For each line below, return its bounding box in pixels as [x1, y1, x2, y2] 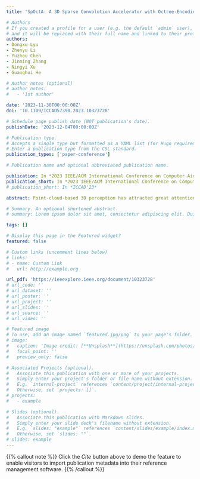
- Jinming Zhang [6, 58, 46, 65]
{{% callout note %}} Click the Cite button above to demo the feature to [6, 453, 182, 460]
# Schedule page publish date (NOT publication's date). [6, 118, 151, 124]
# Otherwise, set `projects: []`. [6, 387, 97, 393]
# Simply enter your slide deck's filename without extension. [6, 420, 171, 426]
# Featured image [6, 326, 49, 332]
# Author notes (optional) [6, 80, 73, 87]
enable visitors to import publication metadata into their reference [6, 459, 167, 466]
